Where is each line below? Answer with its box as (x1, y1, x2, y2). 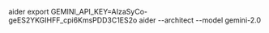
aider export (8, 7, 49, 16)
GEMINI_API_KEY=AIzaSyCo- (50, 7, 148, 16)
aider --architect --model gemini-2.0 (139, 15, 262, 25)
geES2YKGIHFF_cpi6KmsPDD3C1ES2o (8, 15, 138, 25)
